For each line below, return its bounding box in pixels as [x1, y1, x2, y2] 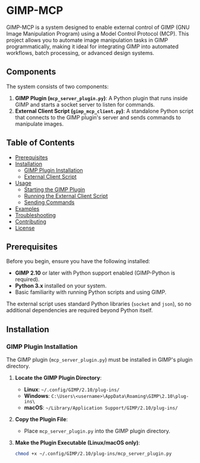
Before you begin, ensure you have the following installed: [6, 258, 151, 265]
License [14, 224, 35, 231]
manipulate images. [14, 120, 64, 127]
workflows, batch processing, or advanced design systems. [6, 49, 155, 56]
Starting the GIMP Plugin [23, 185, 86, 193]
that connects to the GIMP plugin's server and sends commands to [14, 113, 181, 121]
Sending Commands [23, 199, 75, 206]
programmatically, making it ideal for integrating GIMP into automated [6, 43, 179, 50]
